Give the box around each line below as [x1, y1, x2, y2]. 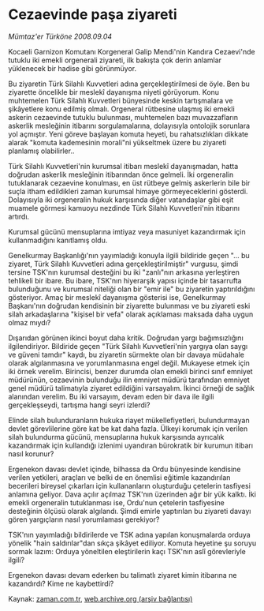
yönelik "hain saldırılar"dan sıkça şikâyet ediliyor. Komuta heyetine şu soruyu [8, 538, 257, 548]
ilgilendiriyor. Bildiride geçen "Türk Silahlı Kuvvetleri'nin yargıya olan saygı [8, 341, 248, 350]
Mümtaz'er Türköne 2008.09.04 [8, 32, 113, 41]
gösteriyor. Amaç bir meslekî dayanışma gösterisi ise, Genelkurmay [8, 292, 226, 302]
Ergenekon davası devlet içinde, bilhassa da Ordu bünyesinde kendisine [8, 464, 241, 474]
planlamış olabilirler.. [8, 146, 75, 156]
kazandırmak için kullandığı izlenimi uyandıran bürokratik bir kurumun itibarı [8, 440, 254, 450]
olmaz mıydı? [8, 317, 51, 327]
